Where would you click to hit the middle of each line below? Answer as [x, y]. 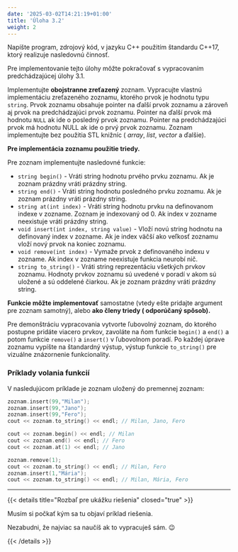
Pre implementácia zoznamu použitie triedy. [74, 149]
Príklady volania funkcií [49, 373]
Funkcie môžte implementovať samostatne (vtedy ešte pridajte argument [115, 303]
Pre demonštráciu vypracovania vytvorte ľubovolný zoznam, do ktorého [112, 324]
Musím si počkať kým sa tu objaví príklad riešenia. [80, 514]
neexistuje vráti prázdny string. [63, 221]
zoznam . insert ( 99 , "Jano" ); [47, 408]
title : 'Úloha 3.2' [36, 21]
